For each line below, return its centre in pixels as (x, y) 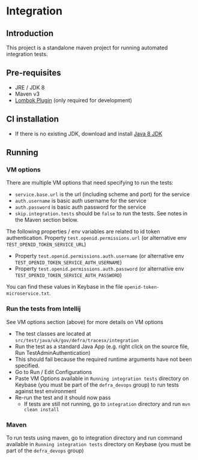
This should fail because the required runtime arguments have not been (103, 359)
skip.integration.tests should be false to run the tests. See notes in (101, 213)
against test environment (46, 391)
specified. (27, 366)
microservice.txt (28, 294)
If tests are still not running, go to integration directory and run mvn (107, 403)
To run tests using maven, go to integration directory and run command (94, 438)
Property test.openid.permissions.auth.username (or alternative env (99, 256)
